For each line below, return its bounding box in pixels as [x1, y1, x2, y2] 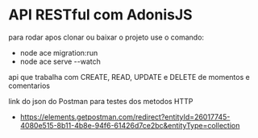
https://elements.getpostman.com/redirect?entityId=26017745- [19, 111, 231, 122]
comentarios [8, 81, 51, 90]
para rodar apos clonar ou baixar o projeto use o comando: [8, 32, 204, 42]
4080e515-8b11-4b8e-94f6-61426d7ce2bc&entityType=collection [19, 120, 240, 130]
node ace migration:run [19, 48, 98, 57]
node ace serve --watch [19, 56, 101, 66]
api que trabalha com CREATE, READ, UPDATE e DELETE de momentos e [8, 72, 250, 82]
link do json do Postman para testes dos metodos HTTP [8, 96, 193, 106]
